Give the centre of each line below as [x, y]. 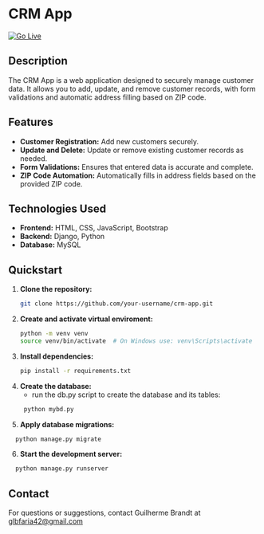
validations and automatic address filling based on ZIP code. [107, 97]
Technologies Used [57, 208]
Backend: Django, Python [62, 237]
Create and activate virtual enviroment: [86, 319]
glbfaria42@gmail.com [46, 521]
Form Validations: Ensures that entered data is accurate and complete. [136, 167]
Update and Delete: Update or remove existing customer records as [132, 150]
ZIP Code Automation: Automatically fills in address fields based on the [138, 175]
